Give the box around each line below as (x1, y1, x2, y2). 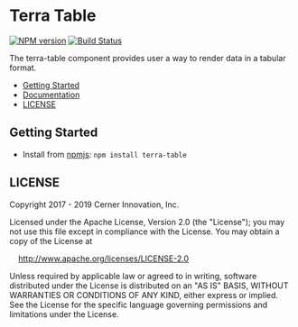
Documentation (22, 89, 80, 100)
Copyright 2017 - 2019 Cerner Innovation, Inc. (9, 199, 180, 210)
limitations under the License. (9, 308, 119, 320)
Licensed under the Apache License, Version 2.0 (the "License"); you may (9, 216, 285, 227)
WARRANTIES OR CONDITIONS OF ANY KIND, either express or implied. (9, 289, 278, 300)
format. (9, 62, 37, 73)
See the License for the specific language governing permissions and (9, 299, 268, 310)
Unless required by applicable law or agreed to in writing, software (9, 270, 257, 281)
